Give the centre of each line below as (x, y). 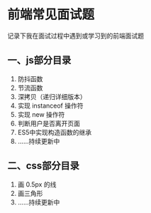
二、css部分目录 (43, 166)
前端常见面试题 (51, 15)
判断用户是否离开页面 (49, 123)
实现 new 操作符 (41, 114)
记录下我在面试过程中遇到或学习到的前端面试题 (75, 36)
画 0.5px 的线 (37, 184)
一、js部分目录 (39, 60)
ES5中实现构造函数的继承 (55, 132)
